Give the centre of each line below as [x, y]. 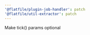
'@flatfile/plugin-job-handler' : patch [45, 9]
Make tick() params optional [33, 27]
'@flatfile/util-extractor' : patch [41, 14]
